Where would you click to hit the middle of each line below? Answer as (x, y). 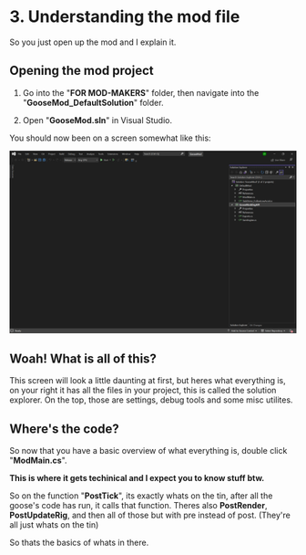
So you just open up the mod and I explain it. (93, 42)
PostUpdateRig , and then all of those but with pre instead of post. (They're (150, 515)
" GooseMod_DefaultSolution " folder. (93, 102)
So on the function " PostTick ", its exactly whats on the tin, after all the (141, 496)
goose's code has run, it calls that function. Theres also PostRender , (138, 506)
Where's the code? (65, 429)
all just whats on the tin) (54, 525)
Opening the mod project (82, 71)
